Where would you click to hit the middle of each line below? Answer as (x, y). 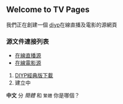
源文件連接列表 (28, 41)
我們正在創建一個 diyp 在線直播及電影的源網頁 (62, 25)
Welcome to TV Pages (48, 10)
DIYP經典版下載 (34, 76)
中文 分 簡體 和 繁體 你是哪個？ (43, 95)
